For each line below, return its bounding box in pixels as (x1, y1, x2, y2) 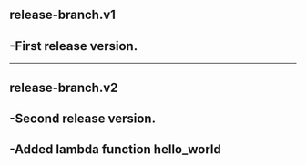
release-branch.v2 (9, 79, 118, 95)
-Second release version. (9, 110, 157, 126)
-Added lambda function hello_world (9, 141, 221, 158)
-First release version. (9, 38, 138, 54)
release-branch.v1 (9, 7, 117, 23)
